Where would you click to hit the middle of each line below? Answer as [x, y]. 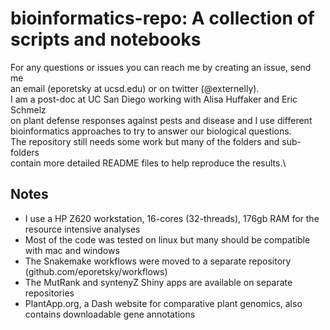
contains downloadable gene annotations [110, 314]
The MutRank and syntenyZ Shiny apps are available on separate [158, 282]
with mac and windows [72, 250]
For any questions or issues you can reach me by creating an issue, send [161, 67]
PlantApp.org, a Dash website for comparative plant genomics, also [163, 303]
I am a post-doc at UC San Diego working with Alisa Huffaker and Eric [154, 99]
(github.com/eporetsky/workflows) [96, 271]
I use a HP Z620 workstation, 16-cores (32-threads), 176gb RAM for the [172, 218]
